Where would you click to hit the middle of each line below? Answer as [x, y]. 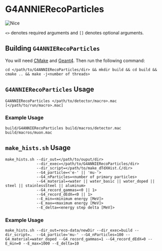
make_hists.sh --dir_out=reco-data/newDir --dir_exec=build [69, 230]
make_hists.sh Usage [38, 148]
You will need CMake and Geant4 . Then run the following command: [75, 60]
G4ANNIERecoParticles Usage [50, 89]
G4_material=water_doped [31, 239]
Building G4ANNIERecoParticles [53, 48]
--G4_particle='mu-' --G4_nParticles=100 [80, 234]
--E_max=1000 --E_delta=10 [51, 243]
